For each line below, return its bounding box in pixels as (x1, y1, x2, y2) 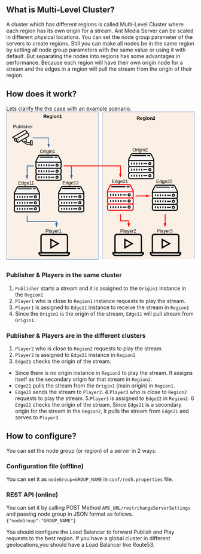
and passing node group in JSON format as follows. (6, 510, 133, 517)
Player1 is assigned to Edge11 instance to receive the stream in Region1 (14, 304, 190, 311)
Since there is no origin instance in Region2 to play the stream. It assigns (14, 370, 193, 377)
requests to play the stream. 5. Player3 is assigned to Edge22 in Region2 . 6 (14, 395, 194, 402)
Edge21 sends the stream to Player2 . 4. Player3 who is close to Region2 (14, 389, 187, 396)
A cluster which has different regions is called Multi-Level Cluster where (6, 20, 184, 28)
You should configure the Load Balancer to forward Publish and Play (6, 528, 175, 535)
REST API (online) (6, 491, 59, 499)
